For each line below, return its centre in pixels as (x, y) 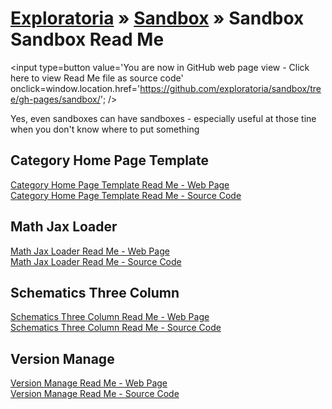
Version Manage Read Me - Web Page (89, 383)
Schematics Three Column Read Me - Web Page (110, 317)
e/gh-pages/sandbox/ (55, 99)
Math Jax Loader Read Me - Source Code (96, 261)
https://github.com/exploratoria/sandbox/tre (230, 88)
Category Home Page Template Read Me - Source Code (126, 195)
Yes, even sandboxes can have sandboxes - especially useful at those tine (163, 118)
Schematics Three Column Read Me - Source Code (116, 328)
